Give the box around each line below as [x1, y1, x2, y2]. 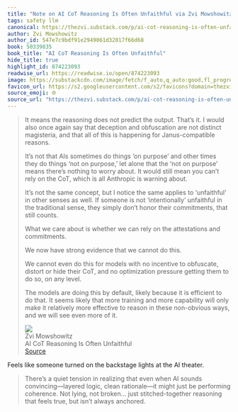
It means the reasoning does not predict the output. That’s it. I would [24, 116, 225, 124]
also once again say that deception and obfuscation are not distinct [24, 123, 222, 131]
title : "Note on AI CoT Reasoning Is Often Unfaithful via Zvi [7, 10, 198, 18]
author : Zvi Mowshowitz [7, 30, 78, 38]
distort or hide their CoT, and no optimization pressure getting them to [24, 267, 229, 275]
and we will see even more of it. [24, 311, 118, 319]
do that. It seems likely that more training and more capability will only [24, 296, 229, 304]
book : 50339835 [7, 43, 52, 50]
